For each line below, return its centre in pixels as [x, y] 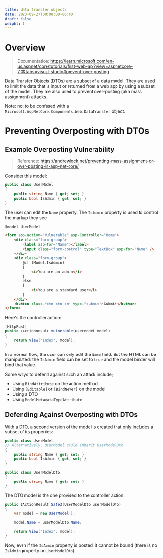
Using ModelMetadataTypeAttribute [47, 399]
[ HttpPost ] [16, 327]
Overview [25, 48]
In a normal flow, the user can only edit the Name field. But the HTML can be [81, 354]
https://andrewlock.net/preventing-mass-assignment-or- [98, 161]
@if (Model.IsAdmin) [44, 263]
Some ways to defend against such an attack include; [59, 374]
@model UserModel [23, 227]
